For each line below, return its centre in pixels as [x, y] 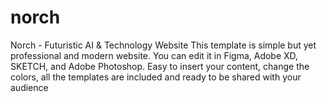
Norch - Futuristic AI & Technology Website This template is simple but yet [163, 45]
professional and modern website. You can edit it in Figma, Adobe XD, [154, 55]
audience [29, 87]
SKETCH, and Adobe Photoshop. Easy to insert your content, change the [160, 66]
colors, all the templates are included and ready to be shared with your [156, 77]
